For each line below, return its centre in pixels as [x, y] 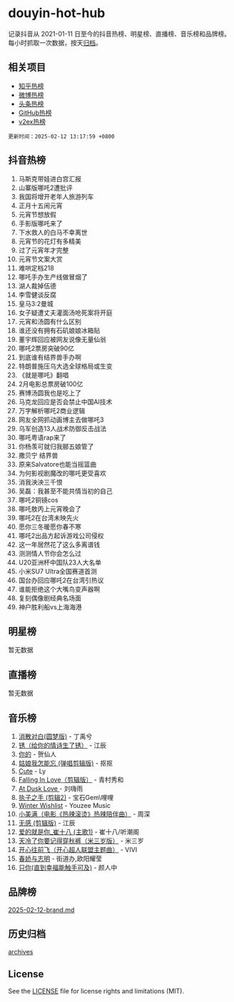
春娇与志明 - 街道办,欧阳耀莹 [60, 859]
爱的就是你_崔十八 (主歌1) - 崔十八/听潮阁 [79, 832]
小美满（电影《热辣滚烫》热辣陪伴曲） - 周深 [84, 814]
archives [21, 951]
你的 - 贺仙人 [37, 754]
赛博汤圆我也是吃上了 [50, 393]
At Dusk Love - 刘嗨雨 [51, 789]
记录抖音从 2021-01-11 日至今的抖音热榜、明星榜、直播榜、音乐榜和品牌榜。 [119, 34]
